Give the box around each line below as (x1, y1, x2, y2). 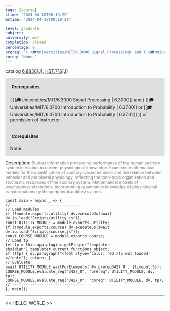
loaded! (134, 251, 151, 256)
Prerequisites (12, 84, 40, 90)
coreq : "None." (5, 54, 37, 59)
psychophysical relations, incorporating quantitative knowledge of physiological (5, 184, 158, 190)
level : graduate (5, 26, 39, 31)
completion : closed (5, 40, 47, 46)
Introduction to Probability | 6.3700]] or (61, 104, 143, 110)
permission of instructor (10, 117, 60, 123)
